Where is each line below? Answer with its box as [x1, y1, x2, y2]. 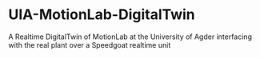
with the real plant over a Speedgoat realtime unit [8, 40, 171, 49]
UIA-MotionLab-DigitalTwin [8, 6, 196, 24]
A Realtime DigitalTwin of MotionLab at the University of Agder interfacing [8, 32, 252, 41]
